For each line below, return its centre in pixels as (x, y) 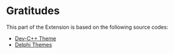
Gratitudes (33, 11)
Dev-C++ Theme (35, 38)
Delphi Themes (33, 45)
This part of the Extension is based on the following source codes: (87, 27)
